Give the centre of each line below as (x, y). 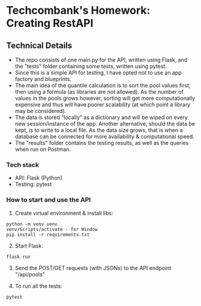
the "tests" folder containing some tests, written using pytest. (91, 66)
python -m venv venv (32, 224)
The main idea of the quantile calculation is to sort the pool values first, (103, 85)
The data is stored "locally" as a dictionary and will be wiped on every (101, 117)
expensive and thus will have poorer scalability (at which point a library (103, 105)
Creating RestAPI (50, 23)
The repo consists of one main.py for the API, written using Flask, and (101, 60)
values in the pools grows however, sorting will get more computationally (105, 98)
